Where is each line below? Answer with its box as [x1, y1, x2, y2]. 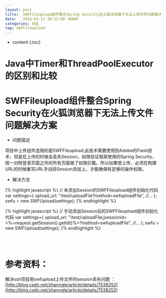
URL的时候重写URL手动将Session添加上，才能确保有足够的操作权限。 [5, 166, 147, 172]
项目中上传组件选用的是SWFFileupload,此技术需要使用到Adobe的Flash [5, 148, 148, 153]
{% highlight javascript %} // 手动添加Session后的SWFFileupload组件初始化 [5, 208, 159, 214]
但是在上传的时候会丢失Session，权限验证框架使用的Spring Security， [13, 154, 157, 160]
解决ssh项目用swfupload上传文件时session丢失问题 [5, 276, 110, 282]
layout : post [5, 7, 32, 12]
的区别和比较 [5, 70, 58, 82]
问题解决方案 [5, 120, 58, 131]
